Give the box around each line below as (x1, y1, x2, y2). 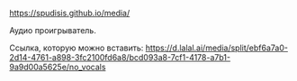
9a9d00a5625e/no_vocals (9, 62, 106, 72)
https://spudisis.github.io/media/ (9, 8, 130, 18)
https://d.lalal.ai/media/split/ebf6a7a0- (145, 42, 288, 53)
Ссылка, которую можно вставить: (9, 42, 144, 53)
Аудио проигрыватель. (9, 25, 96, 35)
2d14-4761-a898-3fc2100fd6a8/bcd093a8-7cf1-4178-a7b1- (9, 52, 231, 62)
